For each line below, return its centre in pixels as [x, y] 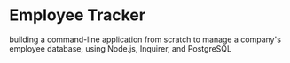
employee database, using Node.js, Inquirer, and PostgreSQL [121, 48]
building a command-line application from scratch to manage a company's [145, 39]
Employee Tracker [78, 15]
